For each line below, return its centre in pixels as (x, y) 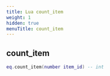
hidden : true (23, 23)
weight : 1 (19, 17)
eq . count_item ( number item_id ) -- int (55, 67)
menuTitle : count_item (35, 29)
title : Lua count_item (35, 12)
